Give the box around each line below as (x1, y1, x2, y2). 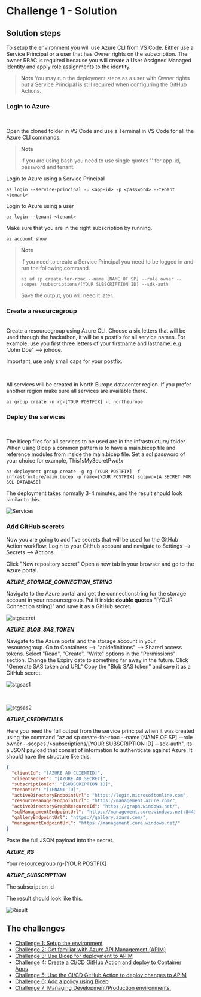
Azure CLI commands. (6, 134, 61, 141)
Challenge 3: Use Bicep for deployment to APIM (14, 952, 133, 959)
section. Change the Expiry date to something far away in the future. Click (6, 657, 188, 664)
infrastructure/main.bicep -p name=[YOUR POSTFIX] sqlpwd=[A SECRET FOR (6, 473, 191, 480)
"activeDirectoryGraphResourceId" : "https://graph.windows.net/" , (11, 803, 181, 809)
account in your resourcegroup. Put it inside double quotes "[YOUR (6, 596, 173, 603)
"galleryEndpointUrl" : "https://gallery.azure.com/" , (11, 815, 148, 821)
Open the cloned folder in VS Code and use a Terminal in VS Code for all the (6, 128, 194, 135)
